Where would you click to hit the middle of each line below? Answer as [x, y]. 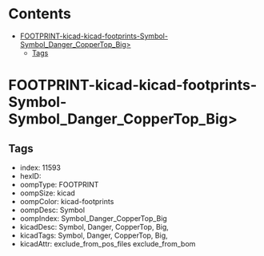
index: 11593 [40, 167]
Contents [40, 14]
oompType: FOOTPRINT [59, 184]
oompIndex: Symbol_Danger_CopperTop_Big [94, 218]
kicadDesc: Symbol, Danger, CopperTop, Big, [94, 226]
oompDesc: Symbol [52, 210]
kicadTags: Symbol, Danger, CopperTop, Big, [94, 235]
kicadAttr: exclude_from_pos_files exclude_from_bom [108, 243]
